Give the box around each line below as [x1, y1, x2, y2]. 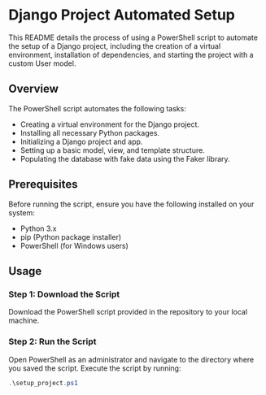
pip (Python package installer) [20, 232, 122, 241]
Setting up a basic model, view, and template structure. [20, 145, 205, 155]
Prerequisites [8, 177, 78, 192]
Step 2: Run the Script [8, 336, 97, 347]
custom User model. [8, 59, 76, 68]
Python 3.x [20, 224, 57, 233]
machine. [8, 315, 40, 326]
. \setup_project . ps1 [8, 379, 79, 387]
